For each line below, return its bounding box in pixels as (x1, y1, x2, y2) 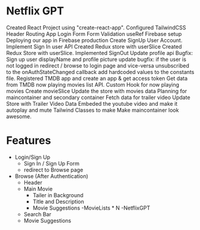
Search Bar (23, 210, 52, 217)
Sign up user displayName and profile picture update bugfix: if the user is (6, 56, 187, 63)
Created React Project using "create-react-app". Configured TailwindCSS (6, 24, 186, 31)
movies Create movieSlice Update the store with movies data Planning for (6, 87, 187, 94)
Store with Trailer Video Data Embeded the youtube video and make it (6, 100, 178, 107)
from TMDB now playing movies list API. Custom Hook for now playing (6, 81, 179, 88)
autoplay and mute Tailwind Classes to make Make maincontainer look (6, 106, 179, 114)
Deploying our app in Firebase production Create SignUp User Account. (6, 36, 183, 44)
